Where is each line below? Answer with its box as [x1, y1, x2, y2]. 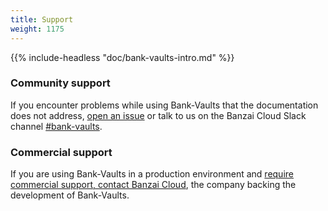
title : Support [10, 14, 74, 25]
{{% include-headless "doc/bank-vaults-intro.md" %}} [10, 51, 235, 63]
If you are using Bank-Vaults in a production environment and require [10, 168, 294, 180]
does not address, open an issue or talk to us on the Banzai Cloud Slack [10, 109, 307, 121]
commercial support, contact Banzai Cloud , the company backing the [10, 179, 297, 191]
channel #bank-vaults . [10, 120, 103, 132]
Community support [10, 76, 111, 90]
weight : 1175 [10, 24, 65, 34]
